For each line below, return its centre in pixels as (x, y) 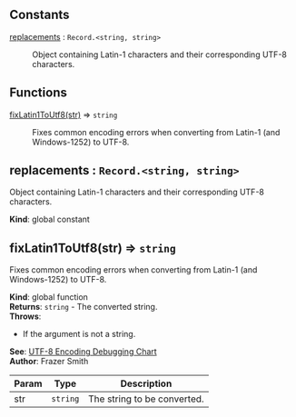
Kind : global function (49, 297)
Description (146, 383)
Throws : (25, 316)
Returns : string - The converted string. (84, 307)
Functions (39, 93)
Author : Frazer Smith (49, 362)
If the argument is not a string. (79, 334)
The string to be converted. (146, 399)
